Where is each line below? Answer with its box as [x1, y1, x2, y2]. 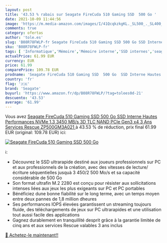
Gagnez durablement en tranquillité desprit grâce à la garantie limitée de [12, 217, 161, 223]
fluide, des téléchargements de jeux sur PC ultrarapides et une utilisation [12, 207, 162, 213]
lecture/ [132, 164, 148, 170]
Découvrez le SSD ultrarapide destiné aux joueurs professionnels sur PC [12, 159, 161, 165]
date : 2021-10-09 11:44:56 [5, 16, 61, 21]
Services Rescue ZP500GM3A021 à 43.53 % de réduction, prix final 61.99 [5, 124, 157, 130]
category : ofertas [5, 30, 43, 35]
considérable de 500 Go [12, 175, 62, 181]
